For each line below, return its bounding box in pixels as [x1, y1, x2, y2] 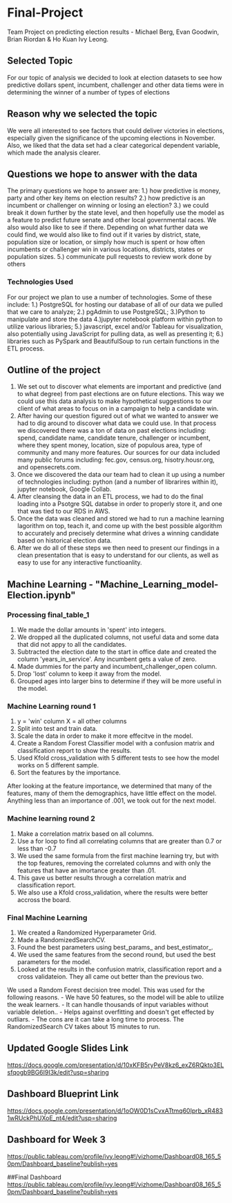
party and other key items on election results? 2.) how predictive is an [7, 194, 206, 202]
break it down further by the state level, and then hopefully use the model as [7, 208, 224, 217]
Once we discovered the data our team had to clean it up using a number [17, 471, 225, 479]
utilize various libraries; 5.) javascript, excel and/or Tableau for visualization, [7, 322, 223, 331]
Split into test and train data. [17, 725, 98, 733]
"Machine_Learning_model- [95, 578, 219, 590]
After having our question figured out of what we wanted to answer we [17, 412, 219, 420]
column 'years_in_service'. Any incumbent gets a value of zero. [17, 655, 197, 663]
